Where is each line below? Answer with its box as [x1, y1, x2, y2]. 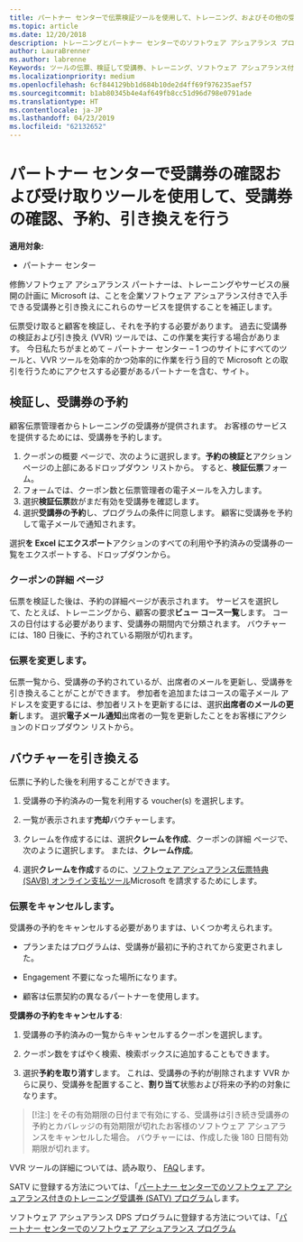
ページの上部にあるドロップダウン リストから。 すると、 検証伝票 [22, 462, 264, 473]
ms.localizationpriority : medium [9, 72, 135, 81]
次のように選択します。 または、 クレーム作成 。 [22, 845, 198, 856]
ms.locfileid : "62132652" [9, 123, 106, 132]
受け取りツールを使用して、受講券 [41, 187, 293, 207]
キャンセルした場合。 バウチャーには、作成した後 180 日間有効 [55, 1132, 289, 1143]
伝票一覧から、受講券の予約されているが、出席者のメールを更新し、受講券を [9, 676, 294, 687]
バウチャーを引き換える [9, 750, 140, 766]
